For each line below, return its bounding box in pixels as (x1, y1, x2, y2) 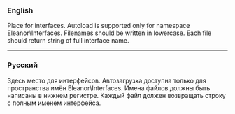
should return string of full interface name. (7, 36, 129, 45)
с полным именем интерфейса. (7, 99, 101, 107)
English (7, 6, 34, 15)
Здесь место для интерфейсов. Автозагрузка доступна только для (7, 76, 206, 85)
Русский (7, 60, 38, 70)
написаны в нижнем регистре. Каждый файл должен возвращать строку (7, 91, 226, 99)
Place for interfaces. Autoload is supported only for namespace (7, 22, 190, 30)
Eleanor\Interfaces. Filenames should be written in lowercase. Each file (7, 29, 212, 37)
